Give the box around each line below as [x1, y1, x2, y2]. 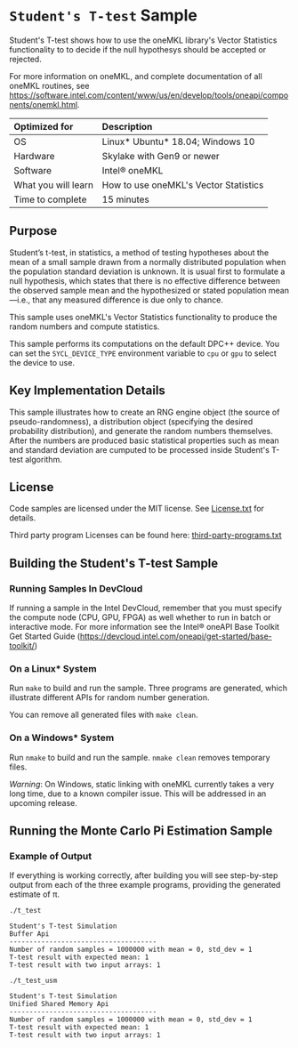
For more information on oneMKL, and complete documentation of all [9, 70, 262, 81]
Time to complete [13, 193, 87, 206]
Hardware [13, 149, 55, 162]
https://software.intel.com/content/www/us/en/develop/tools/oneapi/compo [9, 90, 289, 101]
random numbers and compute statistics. [9, 321, 160, 332]
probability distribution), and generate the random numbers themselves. [9, 425, 273, 436]
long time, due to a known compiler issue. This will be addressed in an [9, 788, 267, 799]
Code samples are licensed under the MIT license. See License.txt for [9, 504, 265, 514]
